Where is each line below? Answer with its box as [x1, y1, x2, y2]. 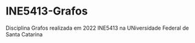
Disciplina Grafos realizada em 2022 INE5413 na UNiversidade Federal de [5, 24, 189, 31]
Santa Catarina [5, 30, 43, 38]
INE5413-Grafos [5, 4, 88, 18]
